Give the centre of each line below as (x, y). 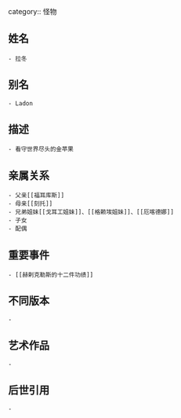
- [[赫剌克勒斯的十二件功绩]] (51, 275)
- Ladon (21, 103)
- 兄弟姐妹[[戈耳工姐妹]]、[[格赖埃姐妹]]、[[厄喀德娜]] (91, 212)
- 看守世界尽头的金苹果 (41, 149)
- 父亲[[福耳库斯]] (36, 196)
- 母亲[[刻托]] (31, 204)
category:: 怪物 (33, 11)
